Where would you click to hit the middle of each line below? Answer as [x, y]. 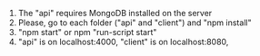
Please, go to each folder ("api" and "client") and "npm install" [135, 23]
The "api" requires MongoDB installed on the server [115, 13]
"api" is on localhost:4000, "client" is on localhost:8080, [123, 42]
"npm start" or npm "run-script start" [87, 32]
